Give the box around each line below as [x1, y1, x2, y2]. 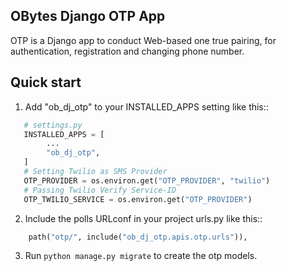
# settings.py [23, 120, 83, 130]
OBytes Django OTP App [10, 8, 166, 25]
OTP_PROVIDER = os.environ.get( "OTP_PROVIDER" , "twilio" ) [23, 175, 271, 186]
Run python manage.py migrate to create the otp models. [24, 250, 258, 262]
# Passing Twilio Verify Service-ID [23, 185, 177, 195]
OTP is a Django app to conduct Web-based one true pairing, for [10, 34, 277, 46]
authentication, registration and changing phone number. [10, 45, 245, 57]
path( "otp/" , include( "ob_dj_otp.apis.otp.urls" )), [28, 232, 248, 242]
